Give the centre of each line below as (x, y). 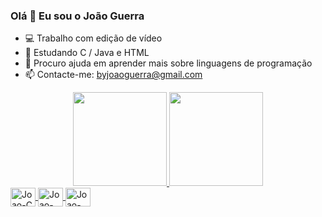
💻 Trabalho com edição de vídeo (93, 38)
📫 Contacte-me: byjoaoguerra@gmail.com (113, 75)
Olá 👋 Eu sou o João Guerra (77, 16)
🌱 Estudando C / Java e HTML (87, 53)
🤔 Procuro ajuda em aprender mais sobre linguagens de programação (168, 63)
